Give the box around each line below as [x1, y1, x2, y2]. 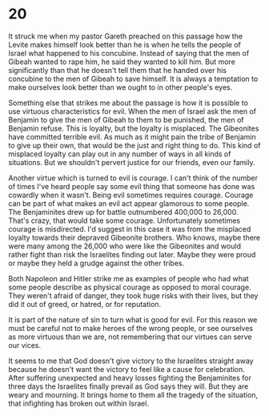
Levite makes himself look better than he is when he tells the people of [8, 39, 242, 49]
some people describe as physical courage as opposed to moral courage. [8, 282, 251, 292]
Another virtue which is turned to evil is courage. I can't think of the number [8, 173, 259, 183]
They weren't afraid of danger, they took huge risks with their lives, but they [8, 290, 259, 301]
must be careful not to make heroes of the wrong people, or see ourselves [8, 323, 254, 333]
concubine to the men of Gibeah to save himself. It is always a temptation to [8, 74, 259, 83]
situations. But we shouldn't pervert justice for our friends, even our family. [8, 157, 255, 167]
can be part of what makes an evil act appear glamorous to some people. [8, 198, 250, 208]
